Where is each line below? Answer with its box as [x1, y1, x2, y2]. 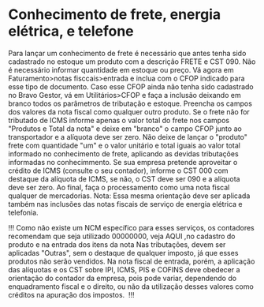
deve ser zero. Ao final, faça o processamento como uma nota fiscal [8, 182, 230, 192]
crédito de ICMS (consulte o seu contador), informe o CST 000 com [8, 166, 229, 175]
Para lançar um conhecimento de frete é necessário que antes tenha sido [8, 48, 247, 58]
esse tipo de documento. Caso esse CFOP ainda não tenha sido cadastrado [8, 81, 254, 92]
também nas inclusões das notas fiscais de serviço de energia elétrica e [8, 199, 243, 208]
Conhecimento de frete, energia [8, 6, 221, 24]
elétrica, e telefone [8, 22, 134, 40]
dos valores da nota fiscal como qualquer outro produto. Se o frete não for [8, 107, 250, 116]
